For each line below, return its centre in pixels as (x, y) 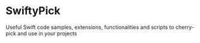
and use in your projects (47, 33)
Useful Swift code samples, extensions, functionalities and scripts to (90, 27)
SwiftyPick (33, 11)
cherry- (184, 27)
